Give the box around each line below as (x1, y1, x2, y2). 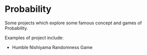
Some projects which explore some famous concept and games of (5, 20, 142, 26)
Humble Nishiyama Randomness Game (12, 44, 93, 50)
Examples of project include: (5, 35, 64, 41)
